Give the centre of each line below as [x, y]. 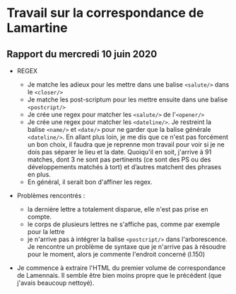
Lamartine [37, 28]
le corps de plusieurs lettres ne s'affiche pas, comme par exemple [124, 224]
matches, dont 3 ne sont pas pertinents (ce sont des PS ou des [119, 159]
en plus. [39, 174]
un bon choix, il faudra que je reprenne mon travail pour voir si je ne [126, 145]
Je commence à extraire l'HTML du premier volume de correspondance [121, 268]
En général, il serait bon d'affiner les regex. [90, 182]
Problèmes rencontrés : [51, 196]
